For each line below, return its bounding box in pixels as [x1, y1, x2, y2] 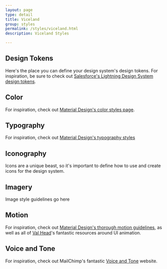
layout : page [5, 7, 33, 13]
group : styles [5, 21, 36, 27]
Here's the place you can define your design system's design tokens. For [5, 67, 158, 73]
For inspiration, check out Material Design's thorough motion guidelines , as [5, 224, 162, 230]
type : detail [5, 12, 33, 17]
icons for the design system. [5, 168, 65, 174]
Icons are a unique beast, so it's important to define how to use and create [5, 163, 161, 169]
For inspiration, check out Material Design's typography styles [5, 135, 136, 141]
